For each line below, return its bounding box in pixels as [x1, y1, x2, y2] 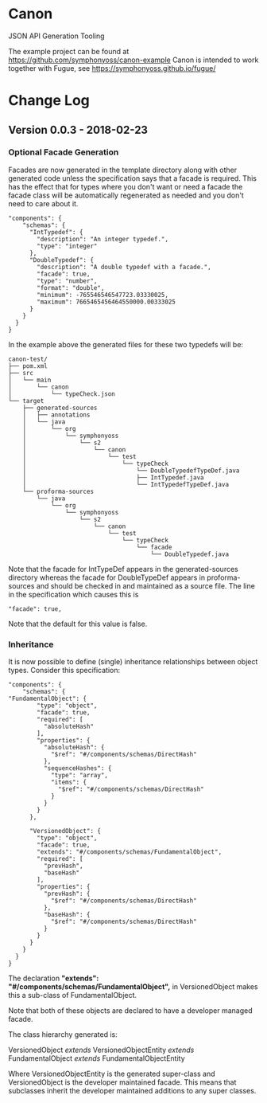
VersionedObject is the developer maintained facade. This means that [8, 1078, 237, 1087]
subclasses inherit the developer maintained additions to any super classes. [8, 1086, 257, 1096]
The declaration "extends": [8, 973, 99, 984]
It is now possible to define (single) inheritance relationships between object [8, 657, 258, 667]
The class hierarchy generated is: [8, 1030, 118, 1039]
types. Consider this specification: [8, 666, 121, 675]
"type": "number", [37, 276, 98, 285]
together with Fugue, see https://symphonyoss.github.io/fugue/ [8, 63, 216, 72]
